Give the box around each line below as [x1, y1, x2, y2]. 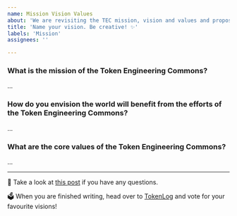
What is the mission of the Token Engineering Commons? [7, 66, 208, 76]
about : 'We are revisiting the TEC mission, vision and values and [7, 17, 210, 24]
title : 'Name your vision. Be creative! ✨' [7, 23, 139, 30]
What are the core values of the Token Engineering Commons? [7, 141, 226, 151]
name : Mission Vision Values [7, 10, 93, 18]
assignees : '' [7, 37, 49, 44]
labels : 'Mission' [7, 30, 61, 37]
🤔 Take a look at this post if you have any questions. [7, 178, 159, 186]
